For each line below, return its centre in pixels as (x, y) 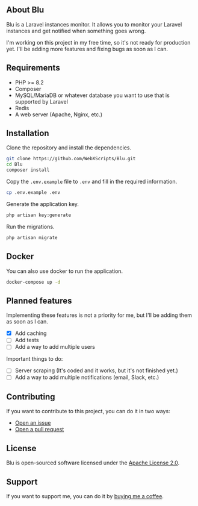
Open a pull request (39, 429)
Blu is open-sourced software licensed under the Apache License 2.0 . (93, 463)
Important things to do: (35, 359)
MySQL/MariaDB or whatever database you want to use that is (92, 95)
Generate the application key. (43, 204)
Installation (28, 133)
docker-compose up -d (33, 282)
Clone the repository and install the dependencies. (69, 148)
